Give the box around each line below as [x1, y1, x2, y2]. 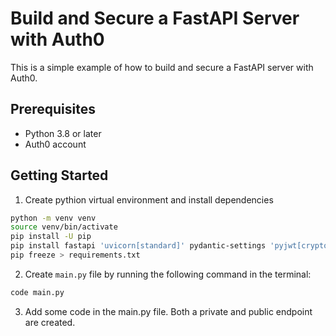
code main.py [10, 287, 65, 297]
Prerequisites [10, 101, 96, 118]
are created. [24, 316, 76, 328]
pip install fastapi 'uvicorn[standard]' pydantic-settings [10, 241, 267, 251]
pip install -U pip [10, 232, 92, 242]
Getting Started [10, 167, 109, 184]
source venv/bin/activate [10, 222, 118, 232]
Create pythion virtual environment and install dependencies [24, 193, 274, 206]
